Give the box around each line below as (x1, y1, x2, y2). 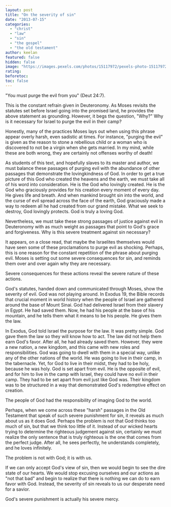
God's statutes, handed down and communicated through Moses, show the (5, 285, 163, 291)
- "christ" (10, 26, 33, 32)
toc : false (5, 78, 28, 83)
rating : (5, 69, 22, 74)
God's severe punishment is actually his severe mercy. (5, 496, 120, 502)
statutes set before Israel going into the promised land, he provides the (5, 107, 154, 113)
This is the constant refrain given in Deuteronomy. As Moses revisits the (5, 102, 156, 108)
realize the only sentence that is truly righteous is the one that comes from (5, 434, 161, 440)
